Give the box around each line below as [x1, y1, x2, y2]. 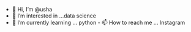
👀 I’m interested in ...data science [12, 12, 97, 19]
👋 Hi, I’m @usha [12, 6, 53, 13]
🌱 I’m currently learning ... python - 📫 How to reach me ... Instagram [12, 19, 185, 26]
